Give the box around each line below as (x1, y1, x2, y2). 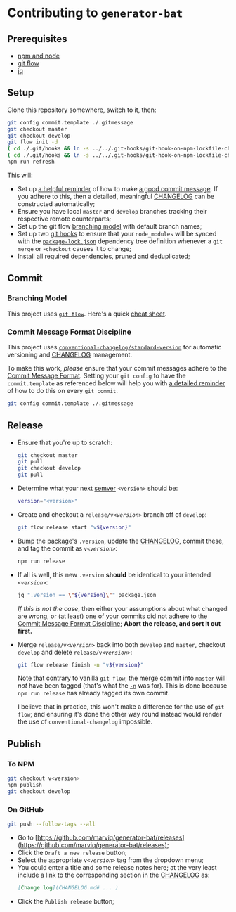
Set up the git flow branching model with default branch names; (17, 221, 202, 230)
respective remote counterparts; (17, 214, 112, 223)
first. (17, 627, 33, 635)
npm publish (7, 782, 42, 789)
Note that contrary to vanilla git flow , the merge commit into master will (17, 674, 226, 683)
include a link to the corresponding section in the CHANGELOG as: (17, 871, 210, 879)
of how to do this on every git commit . (7, 386, 118, 394)
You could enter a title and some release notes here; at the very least (17, 863, 217, 871)
